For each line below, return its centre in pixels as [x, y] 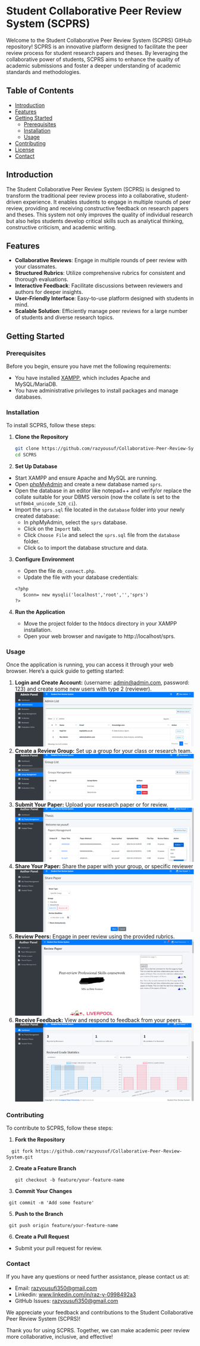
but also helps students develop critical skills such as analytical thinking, [95, 221]
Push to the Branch [39, 1214]
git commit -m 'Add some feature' [51, 1203]
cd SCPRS [26, 455]
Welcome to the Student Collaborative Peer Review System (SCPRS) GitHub [99, 40]
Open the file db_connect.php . [60, 571]
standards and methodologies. [44, 72]
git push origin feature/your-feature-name [63, 1226]
